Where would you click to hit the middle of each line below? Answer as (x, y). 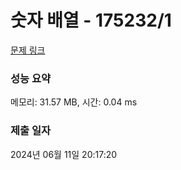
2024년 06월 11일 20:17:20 (64, 154)
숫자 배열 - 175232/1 (91, 20)
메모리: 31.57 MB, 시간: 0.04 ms (74, 102)
